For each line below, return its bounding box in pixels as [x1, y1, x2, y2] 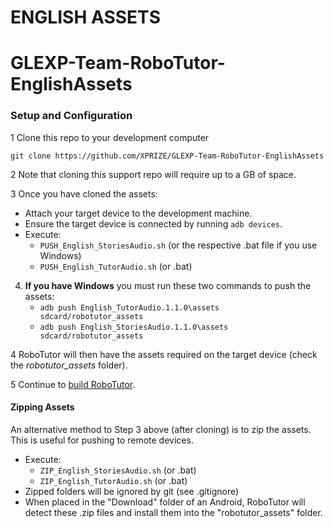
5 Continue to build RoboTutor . [10, 378, 136, 390]
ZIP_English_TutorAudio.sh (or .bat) [39, 474, 188, 486]
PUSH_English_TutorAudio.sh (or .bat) [39, 260, 193, 272]
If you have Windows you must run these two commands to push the [24, 279, 312, 291]
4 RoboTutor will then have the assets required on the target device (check [10, 348, 318, 360]
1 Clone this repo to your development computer [10, 131, 210, 143]
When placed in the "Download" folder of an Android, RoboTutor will [24, 496, 306, 508]
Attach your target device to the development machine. [24, 207, 253, 219]
